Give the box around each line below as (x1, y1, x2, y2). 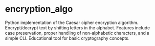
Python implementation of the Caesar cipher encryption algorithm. (5, 20, 138, 25)
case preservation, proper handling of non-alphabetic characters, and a (5, 30, 150, 36)
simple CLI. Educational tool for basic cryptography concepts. (5, 35, 130, 41)
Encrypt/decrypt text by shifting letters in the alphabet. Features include (5, 24, 150, 30)
